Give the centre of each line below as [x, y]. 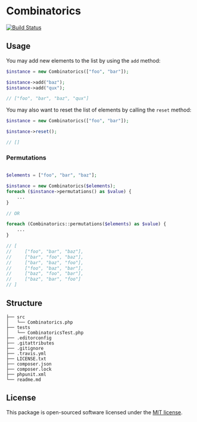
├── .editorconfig [29, 338]
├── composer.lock [29, 369]
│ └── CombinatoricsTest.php [45, 333]
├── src [16, 317]
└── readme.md [24, 380]
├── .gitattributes [30, 343]
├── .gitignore [25, 348]
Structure [24, 303]
